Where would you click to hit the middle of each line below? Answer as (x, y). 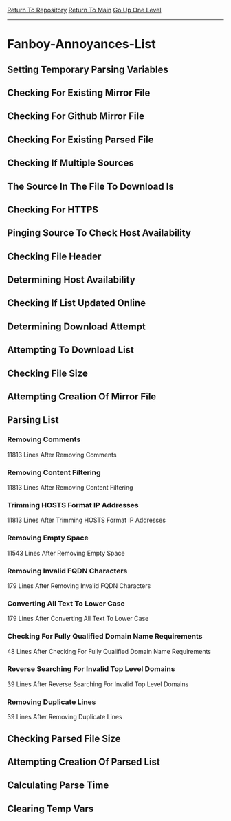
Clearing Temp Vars (51, 808)
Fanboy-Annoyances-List (81, 44)
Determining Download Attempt (76, 326)
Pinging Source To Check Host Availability (99, 233)
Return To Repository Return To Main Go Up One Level (84, 10)
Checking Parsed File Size (64, 738)
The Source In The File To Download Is (90, 186)
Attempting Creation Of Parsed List (84, 762)
